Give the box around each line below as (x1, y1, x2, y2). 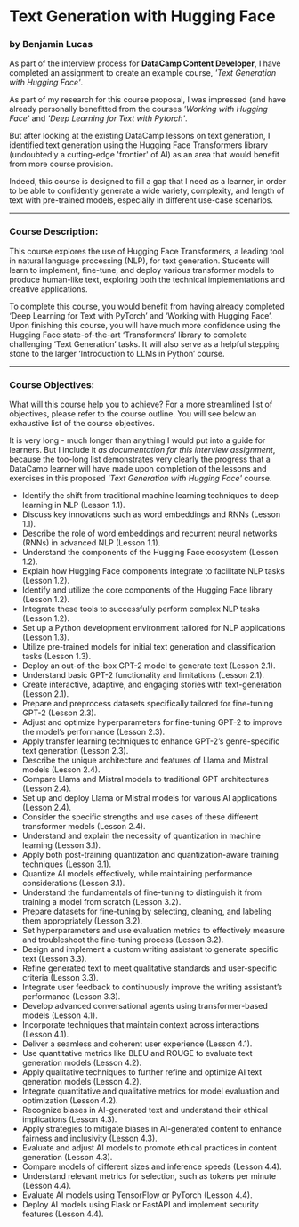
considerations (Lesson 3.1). (21, 878, 125, 889)
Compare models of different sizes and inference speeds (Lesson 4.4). (21, 1161, 282, 1172)
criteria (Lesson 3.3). (21, 973, 100, 983)
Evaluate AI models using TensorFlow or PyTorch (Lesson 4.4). (21, 1190, 253, 1200)
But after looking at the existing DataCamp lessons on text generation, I (9, 131, 271, 141)
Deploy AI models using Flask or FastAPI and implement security (21, 1199, 260, 1210)
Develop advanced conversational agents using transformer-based (21, 1001, 269, 1012)
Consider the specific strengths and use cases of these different (21, 811, 259, 822)
